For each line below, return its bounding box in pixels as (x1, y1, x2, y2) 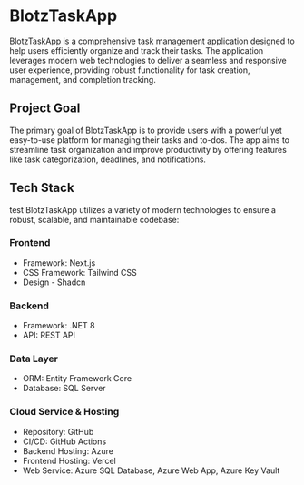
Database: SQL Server (22, 383, 106, 394)
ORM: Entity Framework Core (22, 373, 132, 384)
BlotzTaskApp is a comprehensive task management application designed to (9, 35, 295, 46)
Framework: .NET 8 (22, 320, 95, 331)
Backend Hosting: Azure (22, 445, 113, 456)
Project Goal (9, 101, 81, 116)
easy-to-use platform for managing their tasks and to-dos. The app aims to (9, 134, 290, 146)
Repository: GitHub (22, 426, 94, 437)
